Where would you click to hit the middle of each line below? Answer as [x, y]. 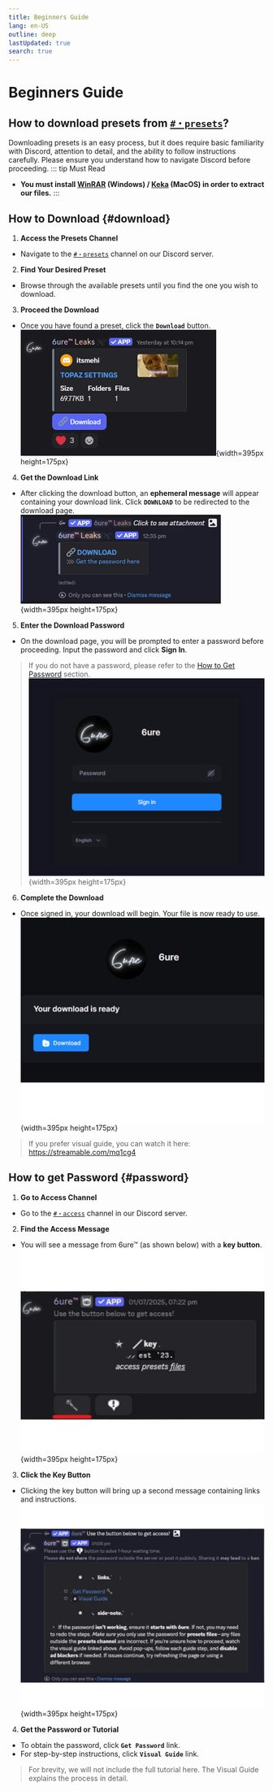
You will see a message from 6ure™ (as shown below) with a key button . [141, 1245]
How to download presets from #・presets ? [119, 123]
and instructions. [48, 1499]
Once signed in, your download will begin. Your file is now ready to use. [140, 914]
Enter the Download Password [72, 625]
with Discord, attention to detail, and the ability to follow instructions [122, 151]
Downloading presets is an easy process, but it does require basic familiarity [136, 143]
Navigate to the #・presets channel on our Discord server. [117, 254]
